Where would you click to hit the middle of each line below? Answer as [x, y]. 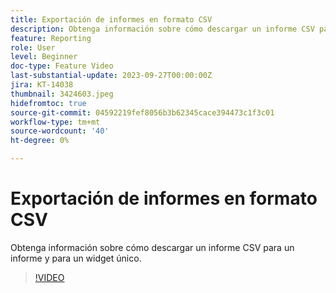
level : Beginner [44, 57]
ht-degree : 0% [40, 141]
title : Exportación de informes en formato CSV [111, 19]
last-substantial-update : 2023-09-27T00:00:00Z [111, 76]
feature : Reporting [51, 38]
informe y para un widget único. [76, 258]
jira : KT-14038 [42, 85]
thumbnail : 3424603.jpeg [62, 94]
